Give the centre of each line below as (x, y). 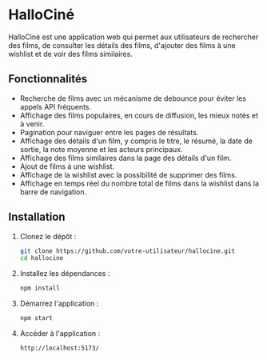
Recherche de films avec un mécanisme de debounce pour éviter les (133, 98)
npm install (40, 288)
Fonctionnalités (48, 79)
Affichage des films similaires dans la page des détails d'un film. (126, 158)
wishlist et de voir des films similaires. (71, 54)
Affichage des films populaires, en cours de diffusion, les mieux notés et (139, 115)
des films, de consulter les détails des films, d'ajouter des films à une (122, 45)
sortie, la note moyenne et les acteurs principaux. (101, 149)
